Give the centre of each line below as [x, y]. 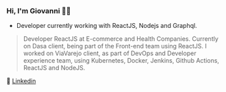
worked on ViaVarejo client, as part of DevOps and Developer [110, 53]
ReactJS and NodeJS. [54, 68]
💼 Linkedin [21, 81]
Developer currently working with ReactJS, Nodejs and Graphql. [106, 26]
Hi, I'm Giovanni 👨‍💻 [39, 11]
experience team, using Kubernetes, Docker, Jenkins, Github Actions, [121, 61]
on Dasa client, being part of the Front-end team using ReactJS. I [115, 46]
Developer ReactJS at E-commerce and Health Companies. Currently [121, 39]
